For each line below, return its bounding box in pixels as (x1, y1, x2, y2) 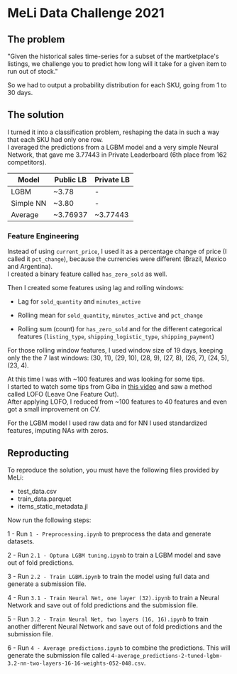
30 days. (7, 89, 33, 96)
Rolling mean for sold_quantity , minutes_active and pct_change (17, 311, 204, 320)
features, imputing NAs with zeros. (7, 426, 109, 435)
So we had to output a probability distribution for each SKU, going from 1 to (7, 81, 227, 89)
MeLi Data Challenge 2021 (7, 5, 165, 21)
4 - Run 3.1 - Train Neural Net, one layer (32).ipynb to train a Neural (7, 593, 220, 602)
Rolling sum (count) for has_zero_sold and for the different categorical (17, 325, 223, 333)
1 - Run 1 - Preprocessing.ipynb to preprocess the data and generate (7, 529, 211, 538)
